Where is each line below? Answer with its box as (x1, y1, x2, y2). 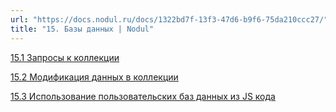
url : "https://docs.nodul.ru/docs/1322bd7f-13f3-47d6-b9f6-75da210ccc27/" (10, 14, 329, 25)
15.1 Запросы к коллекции (10, 51, 120, 63)
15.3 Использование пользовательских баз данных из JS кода (10, 90, 276, 102)
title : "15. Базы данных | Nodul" (10, 24, 155, 34)
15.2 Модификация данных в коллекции (10, 71, 179, 83)
